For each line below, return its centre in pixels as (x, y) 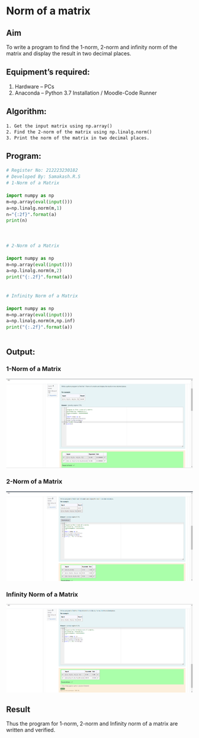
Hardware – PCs (34, 86)
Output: (21, 352)
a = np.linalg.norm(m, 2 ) (34, 271)
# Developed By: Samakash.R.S (44, 177)
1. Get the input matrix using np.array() (59, 126)
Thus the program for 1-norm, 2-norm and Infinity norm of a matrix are (92, 724)
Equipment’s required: (48, 72)
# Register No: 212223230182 (42, 171)
